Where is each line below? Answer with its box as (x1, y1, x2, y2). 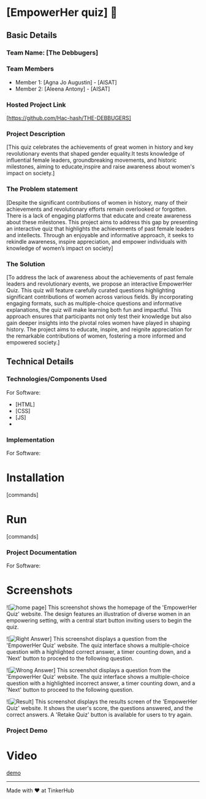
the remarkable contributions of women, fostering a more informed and (6, 332, 186, 339)
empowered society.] (6, 338, 60, 346)
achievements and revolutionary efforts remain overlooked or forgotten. (6, 205, 187, 213)
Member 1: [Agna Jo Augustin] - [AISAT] (15, 78, 118, 86)
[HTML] (15, 401, 36, 408)
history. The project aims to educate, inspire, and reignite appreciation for (6, 325, 192, 333)
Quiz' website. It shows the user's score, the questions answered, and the (6, 705, 193, 712)
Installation (6, 471, 65, 485)
